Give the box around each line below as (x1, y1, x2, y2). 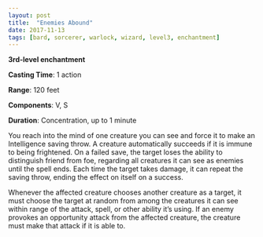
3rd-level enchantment (8, 55, 86, 64)
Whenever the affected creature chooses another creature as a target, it (8, 188, 242, 197)
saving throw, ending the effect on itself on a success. (8, 173, 183, 182)
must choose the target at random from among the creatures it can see (8, 196, 239, 206)
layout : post (8, 11, 51, 20)
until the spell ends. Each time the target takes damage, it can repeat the (8, 164, 243, 173)
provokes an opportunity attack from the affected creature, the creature (8, 213, 241, 222)
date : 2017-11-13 (8, 26, 65, 34)
